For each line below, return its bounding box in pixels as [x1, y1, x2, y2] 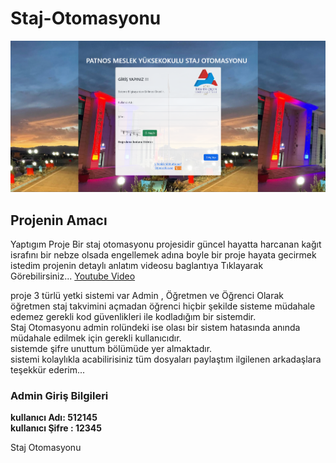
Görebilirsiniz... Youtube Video [10, 270, 136, 282]
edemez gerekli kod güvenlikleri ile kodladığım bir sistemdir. [10, 311, 257, 323]
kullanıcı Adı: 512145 [10, 412, 98, 424]
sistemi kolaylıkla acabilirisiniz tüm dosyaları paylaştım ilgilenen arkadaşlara [10, 353, 322, 366]
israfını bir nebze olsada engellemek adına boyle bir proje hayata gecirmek [10, 249, 317, 261]
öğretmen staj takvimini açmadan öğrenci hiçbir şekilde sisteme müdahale [10, 300, 316, 312]
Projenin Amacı [10, 212, 108, 229]
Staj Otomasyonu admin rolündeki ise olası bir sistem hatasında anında [10, 322, 301, 334]
